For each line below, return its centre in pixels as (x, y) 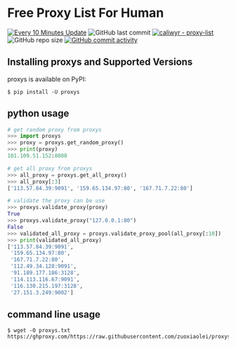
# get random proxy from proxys (54, 130)
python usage (38, 114)
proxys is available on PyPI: (47, 79)
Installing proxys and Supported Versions (100, 62)
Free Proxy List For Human (86, 13)
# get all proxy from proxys (50, 168)
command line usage (54, 314)
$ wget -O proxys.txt (39, 331)
